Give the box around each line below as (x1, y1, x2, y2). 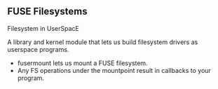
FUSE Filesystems (7, 6, 88, 18)
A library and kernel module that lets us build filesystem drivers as (7, 38, 198, 46)
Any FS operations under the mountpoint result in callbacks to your (17, 66, 212, 74)
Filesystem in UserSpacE (7, 24, 79, 32)
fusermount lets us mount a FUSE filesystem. (17, 59, 149, 67)
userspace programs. (7, 45, 69, 53)
